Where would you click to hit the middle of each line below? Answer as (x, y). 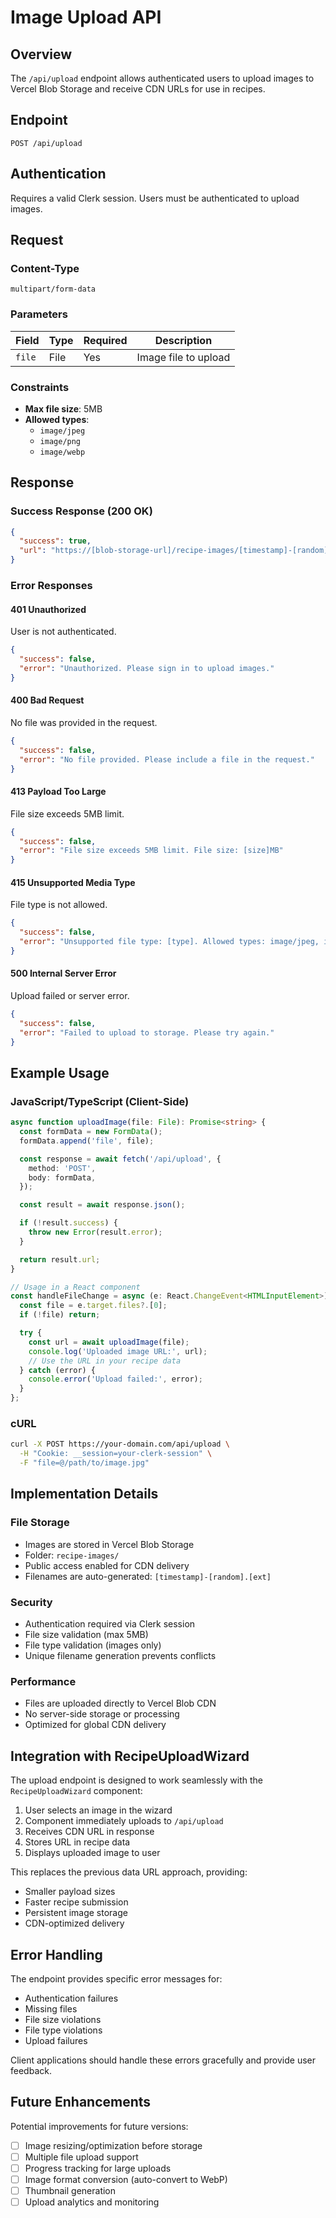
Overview (41, 54)
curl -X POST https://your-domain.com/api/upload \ (120, 1444)
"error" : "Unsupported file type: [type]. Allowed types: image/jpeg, (169, 942)
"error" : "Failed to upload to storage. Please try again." (147, 1032)
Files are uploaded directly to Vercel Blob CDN (120, 1703)
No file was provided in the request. (84, 722)
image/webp (62, 452)
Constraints (40, 387)
